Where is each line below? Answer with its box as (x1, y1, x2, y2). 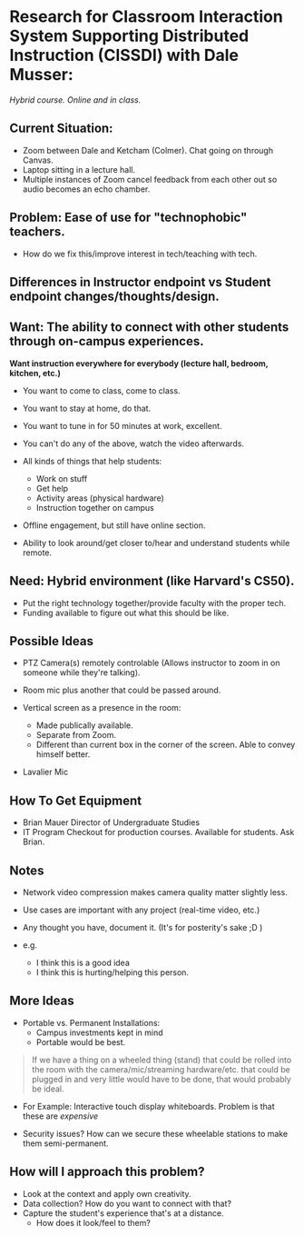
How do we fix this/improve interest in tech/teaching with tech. (22, 248, 258, 259)
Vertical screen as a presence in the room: (22, 703, 181, 713)
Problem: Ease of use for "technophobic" (9, 210, 248, 225)
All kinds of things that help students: (22, 455, 162, 466)
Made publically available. (35, 720, 133, 731)
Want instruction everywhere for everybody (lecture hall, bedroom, (9, 357, 269, 369)
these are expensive (22, 1111, 99, 1121)
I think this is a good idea (35, 957, 130, 969)
